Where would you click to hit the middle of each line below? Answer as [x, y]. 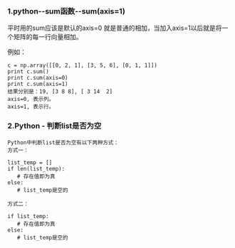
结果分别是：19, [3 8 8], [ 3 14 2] [60, 92]
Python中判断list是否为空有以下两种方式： [63, 142]
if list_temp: [28, 216]
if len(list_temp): [36, 168]
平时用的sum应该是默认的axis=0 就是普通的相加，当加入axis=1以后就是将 [115, 28]
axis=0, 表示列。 [31, 99]
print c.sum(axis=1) [38, 84]
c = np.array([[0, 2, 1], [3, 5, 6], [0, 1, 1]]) [83, 65]
